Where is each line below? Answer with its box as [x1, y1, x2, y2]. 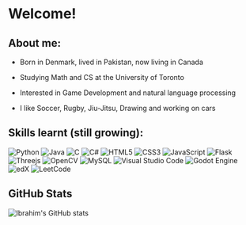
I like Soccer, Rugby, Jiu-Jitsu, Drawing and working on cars [19, 104, 216, 113]
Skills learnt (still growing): [8, 126, 144, 139]
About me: [8, 36, 62, 50]
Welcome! [8, 5, 77, 23]
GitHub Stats [8, 187, 73, 200]
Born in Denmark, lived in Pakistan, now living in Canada [19, 57, 204, 67]
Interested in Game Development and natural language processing [19, 88, 236, 97]
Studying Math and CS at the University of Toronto [19, 73, 184, 82]
